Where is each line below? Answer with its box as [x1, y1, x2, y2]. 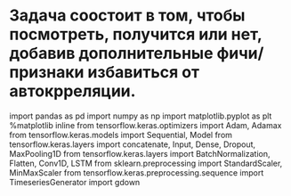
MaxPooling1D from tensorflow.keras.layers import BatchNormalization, [9, 148, 271, 159]
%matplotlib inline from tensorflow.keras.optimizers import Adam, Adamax [9, 119, 282, 130]
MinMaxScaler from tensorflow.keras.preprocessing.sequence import [9, 167, 264, 178]
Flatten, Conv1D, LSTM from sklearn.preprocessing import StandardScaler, [9, 158, 283, 168]
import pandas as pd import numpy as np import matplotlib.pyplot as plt [9, 110, 272, 121]
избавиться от [87, 62, 200, 83]
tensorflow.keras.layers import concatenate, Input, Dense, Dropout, [9, 139, 256, 150]
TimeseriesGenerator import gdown [9, 176, 141, 187]
